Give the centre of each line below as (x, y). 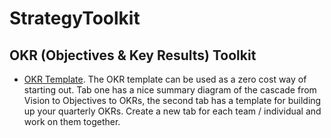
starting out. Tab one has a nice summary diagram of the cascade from (170, 90)
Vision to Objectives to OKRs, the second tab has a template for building (172, 100)
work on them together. (72, 121)
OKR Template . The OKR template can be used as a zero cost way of (165, 79)
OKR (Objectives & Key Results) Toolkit (133, 55)
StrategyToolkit (75, 18)
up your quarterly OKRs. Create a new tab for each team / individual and (172, 111)
